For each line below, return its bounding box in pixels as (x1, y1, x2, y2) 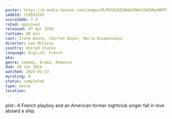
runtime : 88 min (5, 31, 40, 36)
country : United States (5, 45, 56, 51)
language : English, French (5, 50, 63, 55)
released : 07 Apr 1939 (5, 27, 54, 32)
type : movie (5, 83, 31, 88)
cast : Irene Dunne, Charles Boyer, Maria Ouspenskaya (5, 36, 123, 41)
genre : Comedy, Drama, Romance (5, 60, 72, 65)
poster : (5, 7, 22, 13)
